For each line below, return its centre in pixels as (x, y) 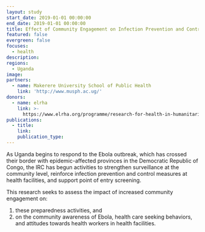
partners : (19, 80)
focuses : (17, 46)
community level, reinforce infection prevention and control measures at (97, 173)
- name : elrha (30, 103)
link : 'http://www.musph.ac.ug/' (60, 92)
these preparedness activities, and (59, 210)
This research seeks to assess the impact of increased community (90, 192)
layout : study (24, 12)
